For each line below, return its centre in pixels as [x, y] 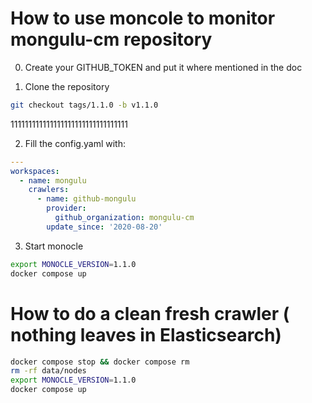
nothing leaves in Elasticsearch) [146, 334]
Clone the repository [67, 86]
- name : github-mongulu [86, 199]
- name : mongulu [53, 180]
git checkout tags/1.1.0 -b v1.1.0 [84, 105]
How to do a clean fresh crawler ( [150, 313]
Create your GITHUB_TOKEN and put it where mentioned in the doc [163, 67]
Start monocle [54, 246]
